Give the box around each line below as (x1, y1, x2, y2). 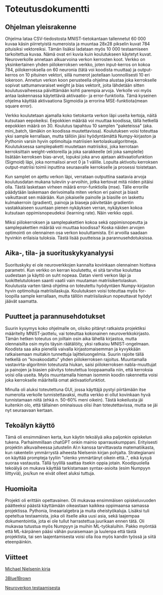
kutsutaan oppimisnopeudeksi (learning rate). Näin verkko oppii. (5, 210, 134, 215)
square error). (5, 103, 33, 109)
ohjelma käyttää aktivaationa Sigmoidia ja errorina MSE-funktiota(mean (5, 98, 147, 103)
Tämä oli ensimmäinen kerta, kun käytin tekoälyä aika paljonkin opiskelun (5, 434, 152, 440)
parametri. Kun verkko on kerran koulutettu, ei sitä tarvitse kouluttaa (5, 267, 141, 273)
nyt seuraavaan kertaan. (5, 407, 54, 413)
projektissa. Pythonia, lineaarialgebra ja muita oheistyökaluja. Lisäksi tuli (5, 508, 150, 514)
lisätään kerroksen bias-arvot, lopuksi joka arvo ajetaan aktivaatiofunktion (5, 154, 153, 159)
